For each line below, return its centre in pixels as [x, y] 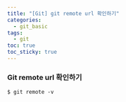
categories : [24, 20]
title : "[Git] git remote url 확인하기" [63, 13]
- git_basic [31, 26]
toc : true [21, 45]
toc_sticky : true [32, 52]
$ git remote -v [30, 92]
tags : [15, 33]
